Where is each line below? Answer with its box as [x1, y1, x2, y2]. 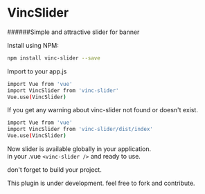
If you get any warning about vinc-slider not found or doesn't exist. [7, 106, 199, 114]
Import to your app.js [7, 67, 67, 76]
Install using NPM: [7, 41, 59, 49]
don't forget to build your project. [7, 166, 102, 174]
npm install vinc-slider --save [7, 54, 100, 62]
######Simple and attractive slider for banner [7, 28, 140, 36]
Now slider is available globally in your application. [7, 145, 152, 153]
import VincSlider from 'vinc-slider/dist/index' [7, 126, 154, 133]
